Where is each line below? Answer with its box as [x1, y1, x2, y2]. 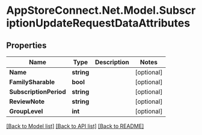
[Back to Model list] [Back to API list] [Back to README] [6, 122, 144, 130]
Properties [6, 40, 47, 50]
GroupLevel [9, 107, 43, 115]
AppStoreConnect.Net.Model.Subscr [6, 4, 196, 17]
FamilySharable [9, 78, 55, 86]
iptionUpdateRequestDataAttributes [6, 16, 191, 30]
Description [95, 58, 129, 66]
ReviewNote [9, 97, 45, 106]
